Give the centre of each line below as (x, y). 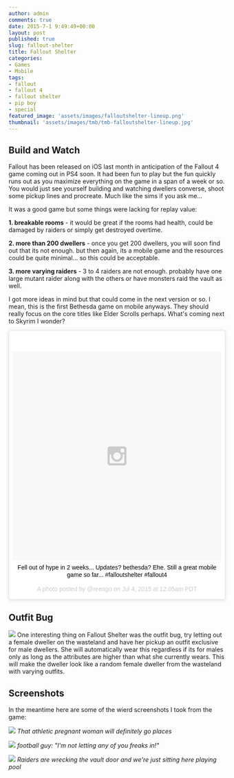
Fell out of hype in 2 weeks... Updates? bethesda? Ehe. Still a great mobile (117, 568)
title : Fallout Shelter (43, 52)
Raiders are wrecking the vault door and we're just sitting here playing (117, 759)
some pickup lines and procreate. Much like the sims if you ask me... (106, 196)
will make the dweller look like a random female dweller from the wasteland (115, 664)
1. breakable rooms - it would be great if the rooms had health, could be (111, 223)
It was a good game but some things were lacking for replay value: (103, 209)
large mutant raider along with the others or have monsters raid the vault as (116, 279)
